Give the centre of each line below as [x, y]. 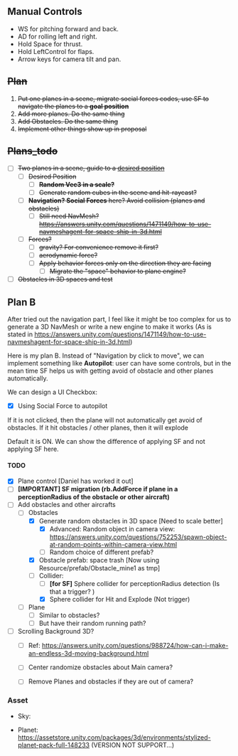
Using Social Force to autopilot [63, 406]
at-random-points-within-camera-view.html [113, 544]
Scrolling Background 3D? [56, 632]
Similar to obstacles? [69, 615]
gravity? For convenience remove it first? [98, 247]
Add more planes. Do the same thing [71, 114]
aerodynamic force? [68, 255]
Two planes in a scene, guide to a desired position [91, 168]
